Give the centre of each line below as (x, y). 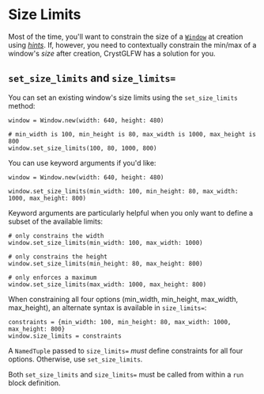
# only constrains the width (56, 235)
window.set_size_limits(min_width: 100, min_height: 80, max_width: (123, 191)
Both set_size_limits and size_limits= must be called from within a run (126, 374)
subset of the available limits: (56, 221)
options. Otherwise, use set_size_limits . (75, 359)
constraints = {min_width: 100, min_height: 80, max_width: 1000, (120, 322)
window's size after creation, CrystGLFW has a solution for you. (112, 53)
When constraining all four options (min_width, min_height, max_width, (123, 299)
